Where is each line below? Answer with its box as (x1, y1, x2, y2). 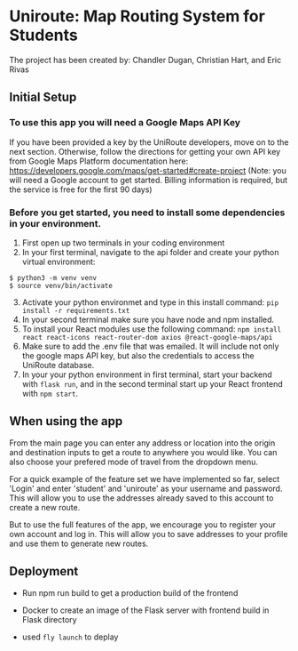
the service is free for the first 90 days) (9, 184, 153, 195)
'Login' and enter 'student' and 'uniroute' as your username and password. (9, 483, 283, 494)
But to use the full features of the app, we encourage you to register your (9, 518, 277, 530)
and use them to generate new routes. (9, 538, 149, 549)
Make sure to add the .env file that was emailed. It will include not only (21, 341, 279, 351)
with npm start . (21, 388, 78, 398)
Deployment (9, 564, 79, 579)
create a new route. (9, 502, 81, 512)
